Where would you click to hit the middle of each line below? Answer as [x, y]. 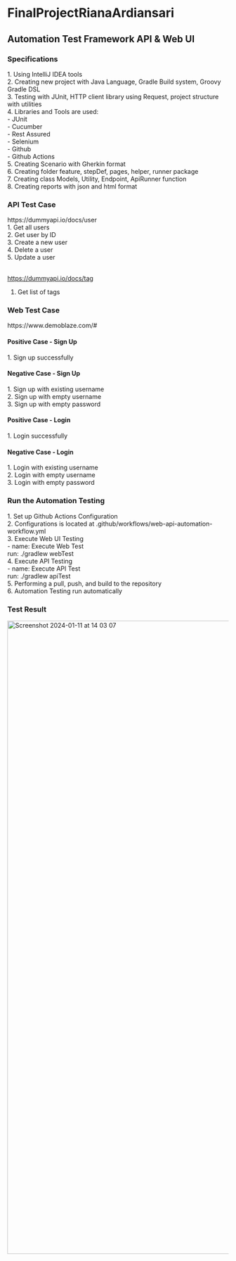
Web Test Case [34, 310]
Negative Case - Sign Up [44, 374]
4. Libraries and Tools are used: [53, 111]
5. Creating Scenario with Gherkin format [67, 164]
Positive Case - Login [39, 420]
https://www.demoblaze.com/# [52, 326]
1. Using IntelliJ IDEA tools [45, 74]
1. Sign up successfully [40, 357]
